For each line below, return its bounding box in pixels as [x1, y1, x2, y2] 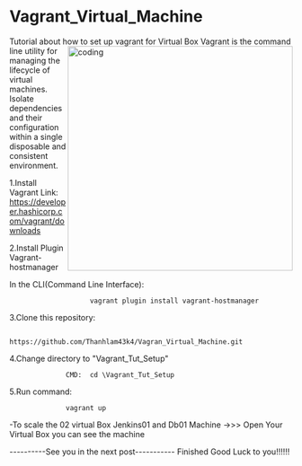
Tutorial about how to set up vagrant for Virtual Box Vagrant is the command [9, 36, 291, 47]
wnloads [9, 224, 41, 235]
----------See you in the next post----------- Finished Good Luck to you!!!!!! [9, 446, 290, 457]
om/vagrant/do [9, 215, 65, 226]
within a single [9, 131, 63, 142]
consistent [9, 150, 49, 161]
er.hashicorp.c [9, 206, 63, 216]
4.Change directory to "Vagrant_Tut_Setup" [9, 353, 169, 364]
